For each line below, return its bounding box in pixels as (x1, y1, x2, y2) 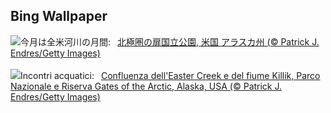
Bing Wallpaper (10, 8, 108, 25)
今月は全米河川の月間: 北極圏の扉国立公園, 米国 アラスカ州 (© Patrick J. (20, 35, 320, 48)
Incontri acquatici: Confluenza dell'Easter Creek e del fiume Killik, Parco (20, 69, 321, 81)
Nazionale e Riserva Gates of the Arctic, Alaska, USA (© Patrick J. (10, 80, 283, 92)
